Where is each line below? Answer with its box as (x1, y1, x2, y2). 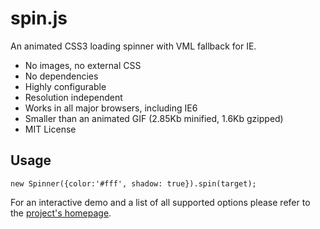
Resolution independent (24, 91, 123, 103)
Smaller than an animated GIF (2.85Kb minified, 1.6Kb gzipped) (24, 112, 284, 124)
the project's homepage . (10, 207, 112, 219)
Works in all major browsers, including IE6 (24, 102, 198, 114)
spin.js (10, 7, 68, 30)
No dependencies (24, 70, 99, 82)
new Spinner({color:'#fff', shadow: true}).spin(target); (10, 178, 257, 189)
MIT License (24, 123, 77, 135)
